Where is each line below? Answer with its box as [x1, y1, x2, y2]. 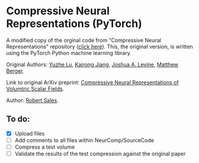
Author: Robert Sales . [6, 97, 59, 104]
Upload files [14, 130, 45, 137]
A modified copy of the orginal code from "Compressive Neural [6, 36, 161, 44]
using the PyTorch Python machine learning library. [6, 49, 132, 56]
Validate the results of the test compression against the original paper [14, 150, 186, 157]
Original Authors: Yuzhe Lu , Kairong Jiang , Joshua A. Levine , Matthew [6, 61, 179, 68]
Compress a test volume [14, 143, 75, 150]
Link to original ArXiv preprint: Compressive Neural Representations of [6, 79, 179, 86]
